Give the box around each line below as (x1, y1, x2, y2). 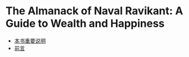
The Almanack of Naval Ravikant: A (5, 4, 184, 18)
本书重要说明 (14, 37, 46, 44)
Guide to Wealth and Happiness (5, 17, 165, 30)
